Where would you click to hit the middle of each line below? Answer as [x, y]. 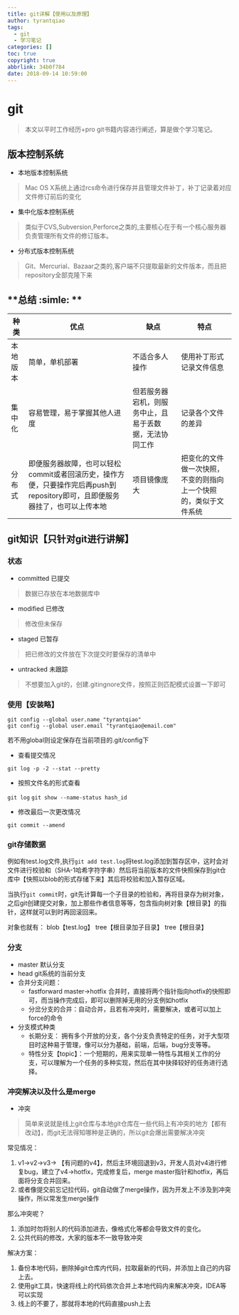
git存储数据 [27, 844]
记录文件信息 [202, 368]
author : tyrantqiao [36, 21]
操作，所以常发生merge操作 [58, 1198]
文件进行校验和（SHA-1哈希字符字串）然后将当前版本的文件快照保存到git [114, 870]
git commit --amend [36, 825]
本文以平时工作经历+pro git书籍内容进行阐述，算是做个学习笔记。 [121, 130]
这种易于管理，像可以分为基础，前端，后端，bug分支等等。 [128, 1044]
